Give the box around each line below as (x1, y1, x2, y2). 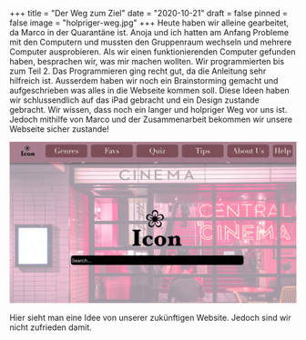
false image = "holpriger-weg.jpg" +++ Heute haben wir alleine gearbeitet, (9, 17, 290, 28)
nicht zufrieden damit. (9, 322, 93, 333)
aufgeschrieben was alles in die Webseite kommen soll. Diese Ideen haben (9, 85, 290, 95)
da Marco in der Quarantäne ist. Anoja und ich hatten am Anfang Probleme (9, 27, 290, 37)
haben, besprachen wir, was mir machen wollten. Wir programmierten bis (9, 56, 285, 66)
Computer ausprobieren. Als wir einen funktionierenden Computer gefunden (9, 46, 296, 57)
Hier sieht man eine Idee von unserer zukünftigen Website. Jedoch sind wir (9, 312, 291, 323)
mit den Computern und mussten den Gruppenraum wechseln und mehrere (9, 36, 292, 47)
